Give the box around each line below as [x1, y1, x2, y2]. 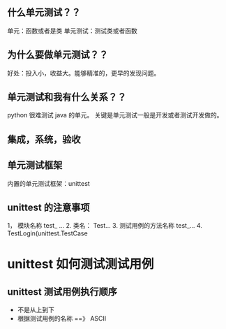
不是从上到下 [17, 306, 54, 314]
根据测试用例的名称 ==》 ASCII [17, 314, 107, 323]
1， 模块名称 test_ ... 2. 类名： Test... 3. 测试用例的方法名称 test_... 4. [7, 221, 202, 230]
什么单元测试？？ [7, 6, 81, 19]
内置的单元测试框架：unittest [7, 179, 91, 187]
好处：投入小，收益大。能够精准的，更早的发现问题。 [7, 68, 160, 77]
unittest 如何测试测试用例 [7, 256, 154, 272]
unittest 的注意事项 [7, 202, 90, 214]
